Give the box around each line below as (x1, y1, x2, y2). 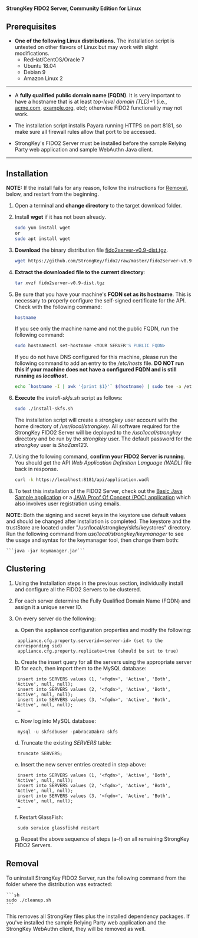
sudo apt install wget (14, 236, 71, 242)
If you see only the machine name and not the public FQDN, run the (14, 325, 179, 333)
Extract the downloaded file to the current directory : (14, 268, 146, 275)
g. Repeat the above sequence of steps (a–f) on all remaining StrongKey (14, 835, 190, 842)
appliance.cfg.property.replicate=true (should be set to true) (17, 648, 179, 654)
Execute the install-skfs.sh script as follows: (14, 394, 123, 401)
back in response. (14, 466, 58, 473)
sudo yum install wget (14, 225, 71, 231)
